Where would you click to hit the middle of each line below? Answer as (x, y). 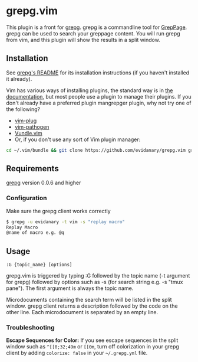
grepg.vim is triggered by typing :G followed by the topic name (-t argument (98, 276)
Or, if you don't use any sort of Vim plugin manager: (77, 139)
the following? (23, 109)
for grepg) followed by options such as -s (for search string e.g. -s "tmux (95, 282)
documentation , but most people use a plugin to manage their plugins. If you (99, 96)
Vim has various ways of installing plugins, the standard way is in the (90, 90)
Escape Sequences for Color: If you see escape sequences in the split (92, 340)
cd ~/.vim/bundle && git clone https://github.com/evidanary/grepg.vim (96, 150)
